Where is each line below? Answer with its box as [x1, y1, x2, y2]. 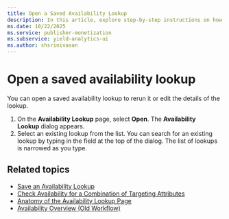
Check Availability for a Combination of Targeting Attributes [16, 189, 185, 198]
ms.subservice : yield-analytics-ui [7, 36, 109, 43]
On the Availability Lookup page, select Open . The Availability [16, 115, 197, 123]
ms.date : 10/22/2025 [7, 23, 67, 30]
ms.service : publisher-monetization [7, 29, 112, 36]
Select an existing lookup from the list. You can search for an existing [16, 129, 213, 137]
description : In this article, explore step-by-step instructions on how [7, 16, 223, 23]
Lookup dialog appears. [16, 122, 85, 130]
